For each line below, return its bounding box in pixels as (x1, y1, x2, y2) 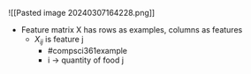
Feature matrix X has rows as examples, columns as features (20, 25, 243, 34)
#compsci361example (47, 45, 128, 55)
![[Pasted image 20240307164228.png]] (8, 8, 156, 18)
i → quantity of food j (47, 55, 125, 65)
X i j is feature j (34, 34, 84, 47)
